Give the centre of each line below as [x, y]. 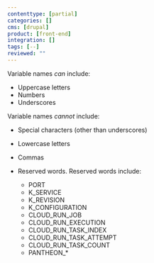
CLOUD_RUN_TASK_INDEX [67, 230]
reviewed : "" [27, 54]
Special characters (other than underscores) [82, 130]
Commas [31, 157]
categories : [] [30, 21]
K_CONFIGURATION [57, 207]
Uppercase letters [44, 87]
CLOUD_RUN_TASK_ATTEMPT [72, 237]
